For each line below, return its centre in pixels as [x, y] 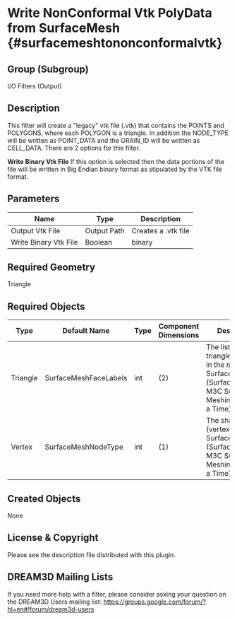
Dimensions [179, 335]
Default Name [86, 331]
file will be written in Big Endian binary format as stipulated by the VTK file [115, 169]
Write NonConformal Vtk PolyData [110, 13]
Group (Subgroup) [48, 69]
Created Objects [44, 499]
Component [179, 327]
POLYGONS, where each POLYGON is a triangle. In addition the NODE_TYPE [118, 133]
